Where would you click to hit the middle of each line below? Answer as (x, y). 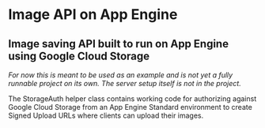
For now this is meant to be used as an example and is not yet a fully (121, 75)
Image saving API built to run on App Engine (119, 44)
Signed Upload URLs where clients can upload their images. (106, 115)
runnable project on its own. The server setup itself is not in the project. (125, 83)
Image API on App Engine (93, 15)
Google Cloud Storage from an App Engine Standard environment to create (131, 107)
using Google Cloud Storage (79, 56)
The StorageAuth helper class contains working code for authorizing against (132, 99)
